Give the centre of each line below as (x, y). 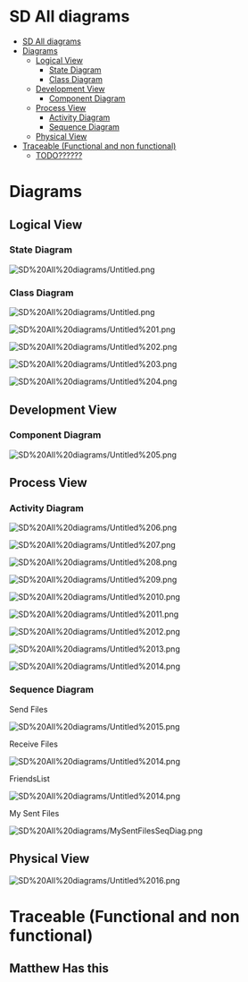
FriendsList (30, 778)
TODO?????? (59, 155)
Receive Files (33, 744)
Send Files (29, 709)
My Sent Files (34, 813)
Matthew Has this (59, 969)
